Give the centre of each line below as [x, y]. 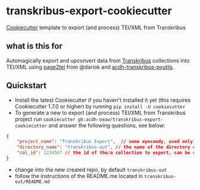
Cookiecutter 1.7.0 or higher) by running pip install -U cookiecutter [100, 106]
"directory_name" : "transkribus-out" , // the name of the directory [104, 147]
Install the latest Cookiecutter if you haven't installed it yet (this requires [103, 100]
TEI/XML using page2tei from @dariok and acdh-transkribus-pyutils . [90, 67]
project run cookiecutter [45, 119]
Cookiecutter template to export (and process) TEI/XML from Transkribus [96, 27]
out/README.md [32, 182]
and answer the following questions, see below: [107, 125]
